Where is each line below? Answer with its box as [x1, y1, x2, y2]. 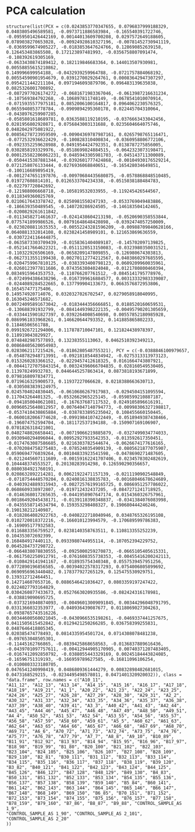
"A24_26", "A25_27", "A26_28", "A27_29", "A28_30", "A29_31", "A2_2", [6, 692, 182, 698]
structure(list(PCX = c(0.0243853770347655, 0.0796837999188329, [6, 24, 169, 29]
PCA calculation [6, 4, 86, 18]
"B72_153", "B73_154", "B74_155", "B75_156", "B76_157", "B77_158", [6, 795, 177, 801]
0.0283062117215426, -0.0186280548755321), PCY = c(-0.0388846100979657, [6, 347, 190, 353]
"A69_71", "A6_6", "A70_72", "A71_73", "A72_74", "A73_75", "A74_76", [6, 728, 182, 734]
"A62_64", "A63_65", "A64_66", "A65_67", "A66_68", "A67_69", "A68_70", [6, 723, 187, 729]
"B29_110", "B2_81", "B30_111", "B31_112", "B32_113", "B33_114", [6, 754, 172, 760]
